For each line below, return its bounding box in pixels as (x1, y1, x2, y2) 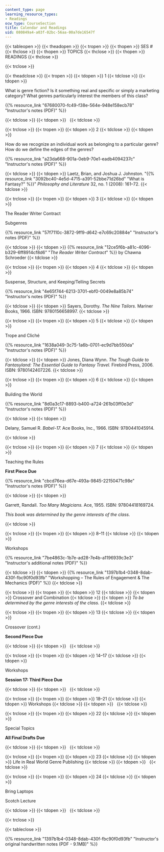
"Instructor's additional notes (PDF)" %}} (5, 560, 88, 566)
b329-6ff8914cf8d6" (5, 250, 47, 255)
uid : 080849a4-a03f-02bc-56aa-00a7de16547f (5, 30, 95, 35)
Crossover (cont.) (5, 624, 41, 630)
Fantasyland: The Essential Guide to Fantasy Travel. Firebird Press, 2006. (5, 362, 154, 368)
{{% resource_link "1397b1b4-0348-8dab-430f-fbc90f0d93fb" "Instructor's (5, 836, 159, 842)
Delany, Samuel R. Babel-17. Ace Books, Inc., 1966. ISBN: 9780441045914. (5, 425, 155, 431)
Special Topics (5, 725, 35, 731)
